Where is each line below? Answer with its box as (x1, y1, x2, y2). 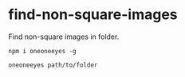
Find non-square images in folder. (8, 32, 120, 41)
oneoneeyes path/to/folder (8, 61, 98, 69)
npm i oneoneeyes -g (8, 47, 77, 55)
